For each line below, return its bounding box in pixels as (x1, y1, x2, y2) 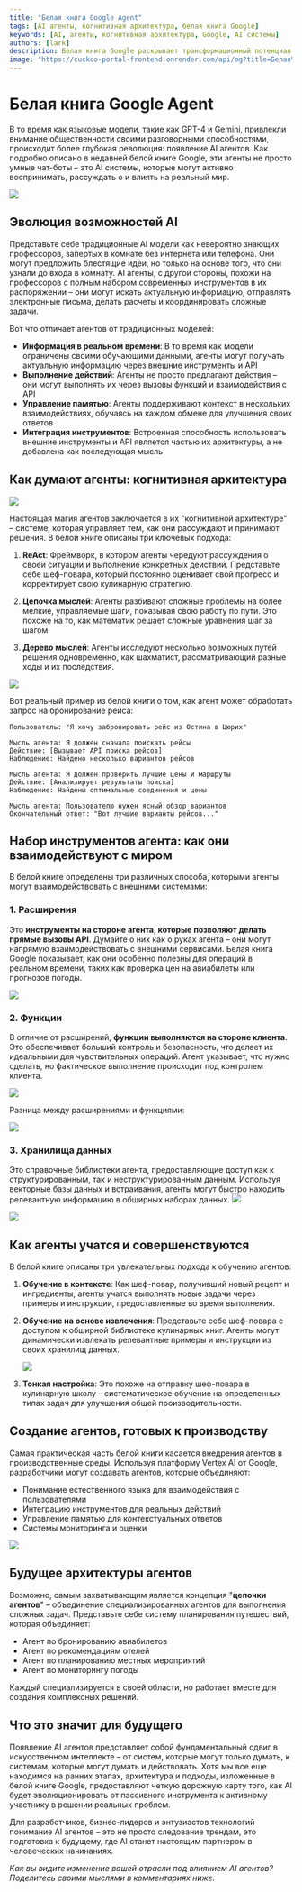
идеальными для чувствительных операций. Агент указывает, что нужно (9, 1051, 290, 1062)
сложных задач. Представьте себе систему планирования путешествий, (9, 1608, 289, 1619)
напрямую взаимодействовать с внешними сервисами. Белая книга (9, 943, 274, 954)
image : (9, 55, 34, 64)
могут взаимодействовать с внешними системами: (9, 881, 209, 892)
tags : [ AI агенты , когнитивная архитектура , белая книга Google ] (9, 22, 259, 31)
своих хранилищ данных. (22, 1344, 120, 1355)
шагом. (22, 624, 51, 635)
